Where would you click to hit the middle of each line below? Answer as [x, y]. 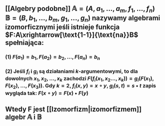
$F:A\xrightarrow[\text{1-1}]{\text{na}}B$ [72, 35]
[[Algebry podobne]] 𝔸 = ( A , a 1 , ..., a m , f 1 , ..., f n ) [80, 9]
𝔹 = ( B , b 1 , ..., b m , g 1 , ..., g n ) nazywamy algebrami [83, 18]
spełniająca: [24, 42]
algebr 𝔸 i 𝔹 [23, 117]
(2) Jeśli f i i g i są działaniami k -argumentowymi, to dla [72, 72]
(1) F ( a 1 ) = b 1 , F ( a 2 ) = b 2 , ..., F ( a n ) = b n [53, 57]
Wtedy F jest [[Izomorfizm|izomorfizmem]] [74, 109]
